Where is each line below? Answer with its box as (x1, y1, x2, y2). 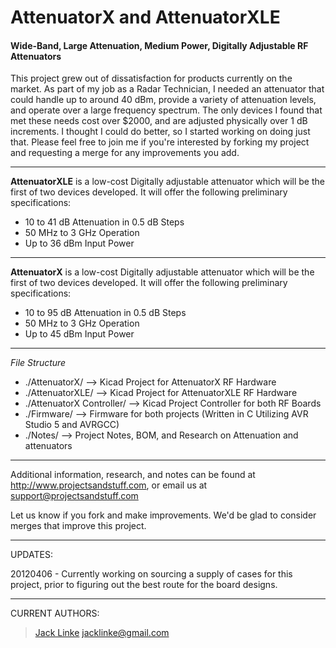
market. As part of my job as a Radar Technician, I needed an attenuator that (10, 83, 325, 95)
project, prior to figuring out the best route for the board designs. (10, 579, 278, 591)
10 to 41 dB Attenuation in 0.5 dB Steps (24, 216, 185, 228)
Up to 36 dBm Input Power (24, 237, 135, 250)
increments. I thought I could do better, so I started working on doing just (10, 126, 311, 138)
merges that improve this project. (10, 520, 147, 532)
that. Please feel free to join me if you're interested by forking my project (10, 136, 310, 148)
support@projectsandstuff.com (10, 490, 139, 502)
